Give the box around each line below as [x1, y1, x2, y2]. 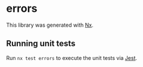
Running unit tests [6, 39, 76, 49]
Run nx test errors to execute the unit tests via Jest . [6, 54, 138, 61]
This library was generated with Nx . [6, 21, 94, 28]
